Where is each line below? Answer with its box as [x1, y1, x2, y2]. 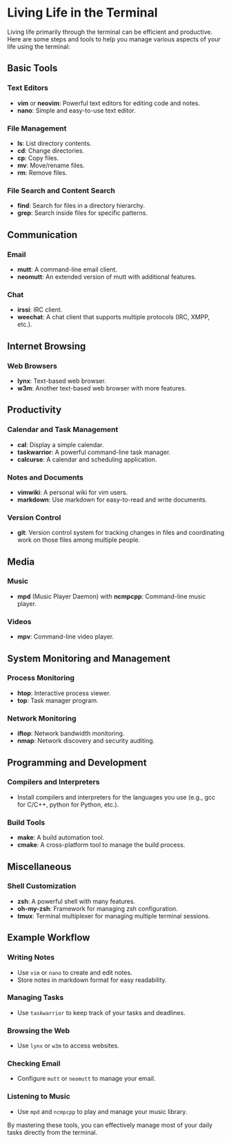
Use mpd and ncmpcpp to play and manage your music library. [17, 1107, 188, 1115]
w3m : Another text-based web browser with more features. [17, 384, 187, 392]
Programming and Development [7, 757, 147, 768]
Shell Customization [7, 881, 77, 891]
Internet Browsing [7, 340, 86, 352]
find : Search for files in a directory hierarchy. [17, 202, 145, 210]
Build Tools [7, 818, 46, 827]
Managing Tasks [7, 993, 64, 1003]
